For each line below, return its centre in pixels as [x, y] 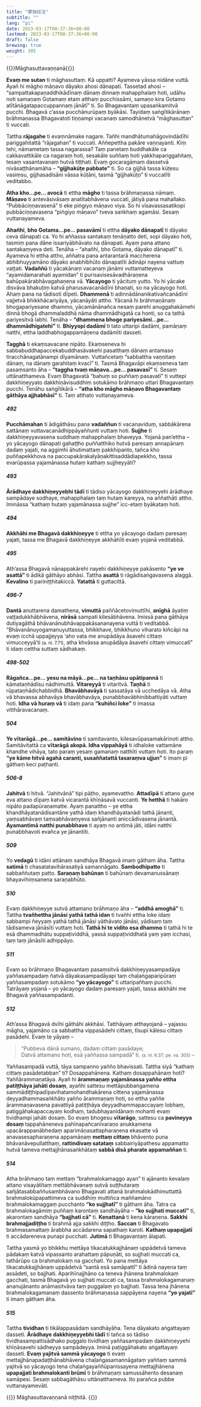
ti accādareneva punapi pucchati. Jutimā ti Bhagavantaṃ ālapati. [86, 1236]
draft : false [22, 40]
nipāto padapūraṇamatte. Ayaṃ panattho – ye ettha [70, 806]
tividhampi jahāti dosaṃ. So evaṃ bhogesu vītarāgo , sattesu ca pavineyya [99, 1118]
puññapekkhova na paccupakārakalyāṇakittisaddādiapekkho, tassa [89, 456]
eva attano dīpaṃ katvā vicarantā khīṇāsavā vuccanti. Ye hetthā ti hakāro [97, 800]
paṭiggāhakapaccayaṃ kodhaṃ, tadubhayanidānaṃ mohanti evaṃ [88, 1111]
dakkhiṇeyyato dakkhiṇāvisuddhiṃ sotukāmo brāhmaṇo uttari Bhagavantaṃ [100, 382]
